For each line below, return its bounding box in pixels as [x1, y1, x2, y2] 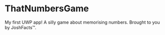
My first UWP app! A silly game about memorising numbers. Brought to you [5, 19, 160, 25]
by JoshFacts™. [5, 24, 37, 30]
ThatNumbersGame [5, 3, 89, 14]
